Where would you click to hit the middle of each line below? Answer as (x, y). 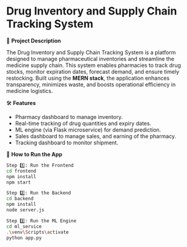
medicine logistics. (30, 91)
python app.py (24, 238)
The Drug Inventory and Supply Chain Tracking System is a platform (91, 52)
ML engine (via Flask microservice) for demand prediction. (88, 130)
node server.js (25, 210)
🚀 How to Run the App (34, 154)
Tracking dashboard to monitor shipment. (67, 143)
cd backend (20, 199)
